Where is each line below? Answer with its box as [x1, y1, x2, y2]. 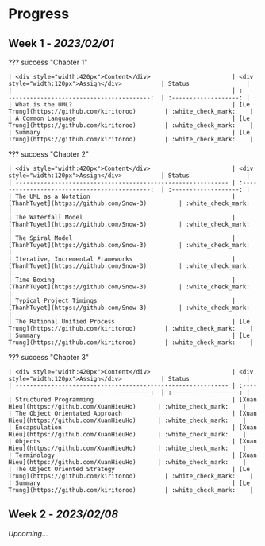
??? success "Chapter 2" [8, 149, 90, 159]
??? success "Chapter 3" [8, 353, 90, 362]
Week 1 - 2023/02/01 [8, 37, 114, 50]
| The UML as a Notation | [8, 192, 236, 200]
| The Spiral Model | [8, 234, 236, 242]
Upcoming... [8, 529, 49, 538]
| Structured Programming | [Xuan [8, 396, 258, 404]
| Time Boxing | [8, 276, 236, 284]
